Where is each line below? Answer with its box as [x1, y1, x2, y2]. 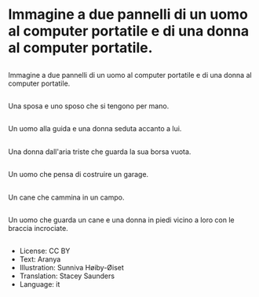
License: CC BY [19, 246, 71, 256]
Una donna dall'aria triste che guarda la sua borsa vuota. [8, 147, 192, 156]
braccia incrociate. [8, 223, 68, 233]
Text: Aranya [19, 255, 61, 264]
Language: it [19, 280, 60, 289]
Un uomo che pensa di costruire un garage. [8, 170, 149, 179]
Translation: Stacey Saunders [19, 271, 115, 280]
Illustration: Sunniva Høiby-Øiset [19, 263, 124, 273]
